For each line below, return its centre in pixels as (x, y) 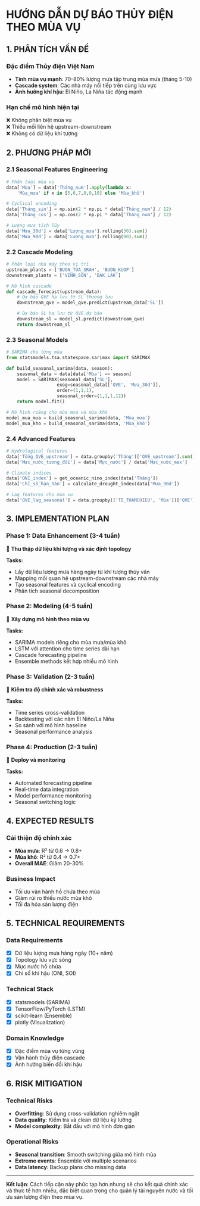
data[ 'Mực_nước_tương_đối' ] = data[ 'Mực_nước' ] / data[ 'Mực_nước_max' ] (97, 462)
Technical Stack (30, 989)
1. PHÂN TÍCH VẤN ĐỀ (48, 49)
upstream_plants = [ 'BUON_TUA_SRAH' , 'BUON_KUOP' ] (70, 270)
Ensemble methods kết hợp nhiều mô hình (66, 661)
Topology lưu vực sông (43, 960)
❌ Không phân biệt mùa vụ (39, 120)
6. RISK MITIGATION (44, 1084)
